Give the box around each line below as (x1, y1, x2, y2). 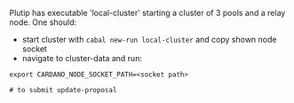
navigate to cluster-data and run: (21, 53, 142, 63)
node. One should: (9, 17, 77, 28)
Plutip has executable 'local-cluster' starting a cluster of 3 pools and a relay (9, 8, 286, 18)
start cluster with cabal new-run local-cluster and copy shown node (21, 35, 277, 44)
